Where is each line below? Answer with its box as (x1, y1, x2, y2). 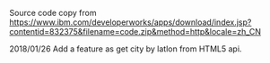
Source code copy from (9, 8, 97, 18)
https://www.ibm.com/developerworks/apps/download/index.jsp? (9, 17, 252, 28)
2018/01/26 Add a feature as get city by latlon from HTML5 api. (9, 43, 242, 54)
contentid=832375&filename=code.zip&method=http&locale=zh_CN (9, 27, 262, 36)
